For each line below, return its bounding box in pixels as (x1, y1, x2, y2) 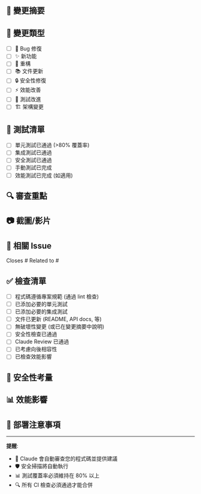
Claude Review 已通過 (14, 338, 69, 345)
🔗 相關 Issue (6, 241, 52, 251)
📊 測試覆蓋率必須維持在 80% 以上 (14, 472, 100, 479)
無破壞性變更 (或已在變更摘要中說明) (14, 323, 105, 330)
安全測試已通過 (14, 157, 52, 164)
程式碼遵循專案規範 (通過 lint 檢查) (14, 293, 99, 300)
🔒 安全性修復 (14, 77, 47, 84)
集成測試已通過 (14, 149, 52, 156)
